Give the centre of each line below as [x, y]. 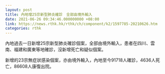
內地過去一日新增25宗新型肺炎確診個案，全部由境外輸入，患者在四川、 [78, 43]
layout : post [19, 10]
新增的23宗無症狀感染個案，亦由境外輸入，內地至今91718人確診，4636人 [80, 60]
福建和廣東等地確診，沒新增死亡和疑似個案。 [60, 49]
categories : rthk [23, 28]
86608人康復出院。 [34, 66]
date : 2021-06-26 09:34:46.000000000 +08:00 [52, 19]
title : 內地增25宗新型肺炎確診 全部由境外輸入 [49, 14]
